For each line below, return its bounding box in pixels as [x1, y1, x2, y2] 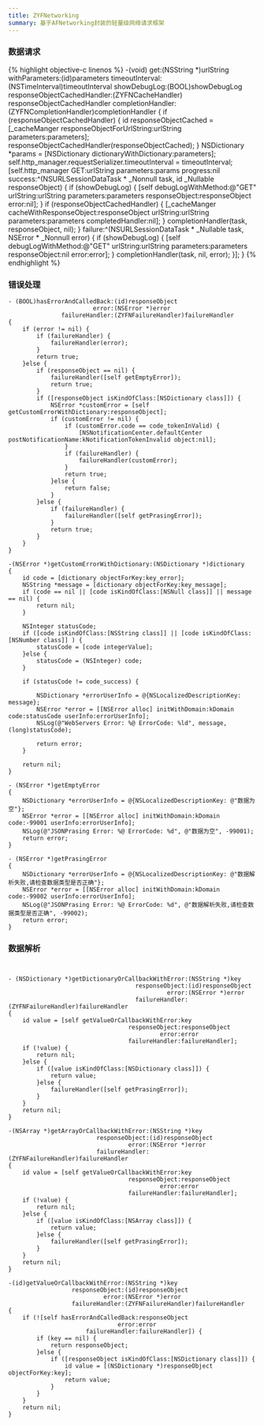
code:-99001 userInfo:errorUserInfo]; [8, 819, 136, 827]
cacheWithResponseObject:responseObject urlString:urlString [8, 207, 210, 217]
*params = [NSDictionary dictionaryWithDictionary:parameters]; [8, 149, 217, 158]
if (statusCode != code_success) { [22, 678, 139, 686]
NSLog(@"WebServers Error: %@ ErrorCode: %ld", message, [36, 720, 227, 728]
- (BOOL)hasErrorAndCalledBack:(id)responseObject [8, 298, 178, 306]
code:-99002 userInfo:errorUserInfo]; [8, 893, 136, 901]
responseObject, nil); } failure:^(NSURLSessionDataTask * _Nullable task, [8, 224, 244, 234]
